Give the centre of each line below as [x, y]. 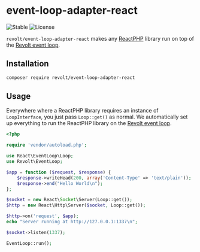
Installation [28, 64]
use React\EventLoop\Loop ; [40, 156]
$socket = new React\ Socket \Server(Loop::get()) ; [69, 200]
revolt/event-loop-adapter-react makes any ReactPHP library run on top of [100, 38]
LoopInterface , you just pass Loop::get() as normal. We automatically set [97, 117]
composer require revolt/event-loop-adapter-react [71, 78]
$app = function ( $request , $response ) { [59, 172]
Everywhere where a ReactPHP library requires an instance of [82, 111]
